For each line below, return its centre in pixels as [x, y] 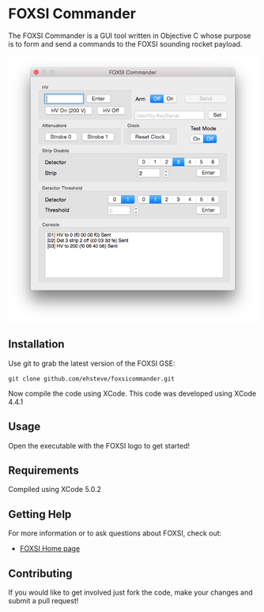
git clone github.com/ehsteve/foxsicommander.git [92, 379]
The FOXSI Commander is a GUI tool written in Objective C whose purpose [130, 36]
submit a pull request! [43, 601]
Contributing [40, 573]
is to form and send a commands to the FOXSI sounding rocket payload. [125, 43]
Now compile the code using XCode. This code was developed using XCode [132, 393]
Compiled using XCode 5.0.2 [55, 490]
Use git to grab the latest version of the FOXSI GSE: [92, 363]
